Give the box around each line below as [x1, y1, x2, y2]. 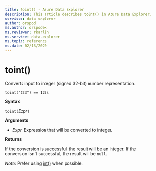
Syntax [5, 98, 20, 104]
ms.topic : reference [5, 39, 47, 44]
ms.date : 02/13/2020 [5, 43, 47, 48]
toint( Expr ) [5, 108, 30, 114]
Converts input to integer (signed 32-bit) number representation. [5, 80, 135, 86]
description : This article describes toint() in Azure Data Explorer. [5, 12, 152, 17]
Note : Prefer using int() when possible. [5, 160, 83, 166]
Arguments [5, 117, 29, 123]
